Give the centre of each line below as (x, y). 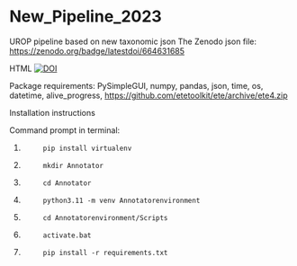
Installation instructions (53, 112)
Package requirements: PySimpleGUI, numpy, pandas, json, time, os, (136, 85)
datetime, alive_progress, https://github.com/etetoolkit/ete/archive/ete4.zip (148, 95)
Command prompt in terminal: (65, 130)
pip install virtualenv (87, 148)
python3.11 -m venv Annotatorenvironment (121, 200)
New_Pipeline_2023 (85, 17)
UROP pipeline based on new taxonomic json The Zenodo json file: (133, 41)
